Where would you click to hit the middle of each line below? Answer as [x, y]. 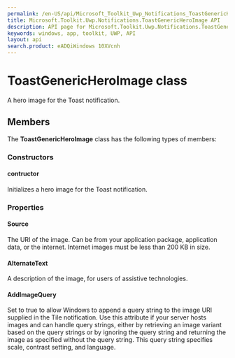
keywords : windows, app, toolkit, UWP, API [72, 33]
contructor [23, 174]
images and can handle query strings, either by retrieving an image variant [115, 325]
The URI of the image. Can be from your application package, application [113, 239]
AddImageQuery [32, 294]
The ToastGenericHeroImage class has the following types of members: [112, 139]
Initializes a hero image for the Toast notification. [78, 189]
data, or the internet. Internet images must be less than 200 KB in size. [109, 247]
